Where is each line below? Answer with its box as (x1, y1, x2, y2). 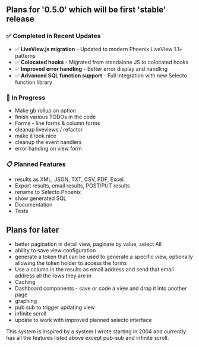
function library (14, 79, 52, 86)
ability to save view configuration (14, 247, 96, 254)
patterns (14, 52, 36, 59)
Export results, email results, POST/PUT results (14, 182, 130, 189)
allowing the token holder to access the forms (14, 260, 127, 267)
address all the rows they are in (14, 272, 92, 279)
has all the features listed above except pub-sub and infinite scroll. (6, 335, 169, 342)
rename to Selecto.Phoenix (14, 189, 81, 196)
